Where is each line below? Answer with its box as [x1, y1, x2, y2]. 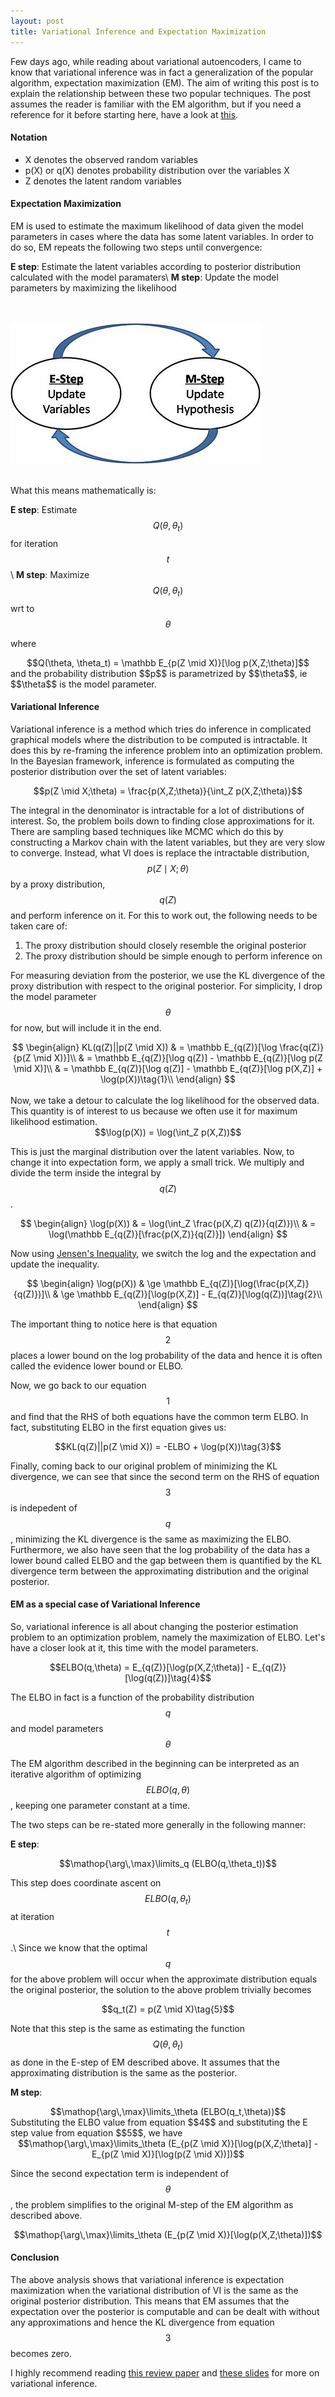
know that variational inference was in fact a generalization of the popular [10, 66, 314, 78]
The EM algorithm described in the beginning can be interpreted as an [10, 1757, 300, 1769]
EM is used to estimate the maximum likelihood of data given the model [10, 220, 304, 232]
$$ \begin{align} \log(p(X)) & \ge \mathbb [26, 1277, 198, 1289]
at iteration [10, 1910, 55, 1922]
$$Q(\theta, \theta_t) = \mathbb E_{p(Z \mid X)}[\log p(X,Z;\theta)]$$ [26, 656, 310, 669]
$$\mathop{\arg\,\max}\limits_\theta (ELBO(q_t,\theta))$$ [49, 2105, 287, 2117]
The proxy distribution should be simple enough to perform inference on [24, 950, 323, 962]
